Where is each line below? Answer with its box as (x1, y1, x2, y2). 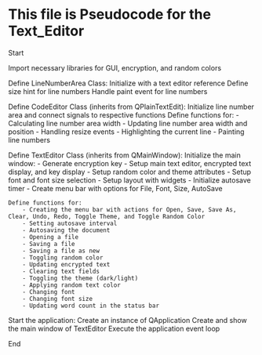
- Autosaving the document (22, 226, 111, 234)
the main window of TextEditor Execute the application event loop (8, 324, 220, 333)
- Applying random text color (22, 281, 122, 289)
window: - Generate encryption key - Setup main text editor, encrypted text (8, 158, 252, 168)
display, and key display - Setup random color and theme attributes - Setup (8, 167, 252, 176)
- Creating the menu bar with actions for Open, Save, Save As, (22, 205, 237, 213)
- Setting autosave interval (22, 219, 118, 227)
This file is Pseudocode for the (8, 5, 212, 24)
